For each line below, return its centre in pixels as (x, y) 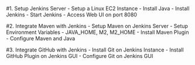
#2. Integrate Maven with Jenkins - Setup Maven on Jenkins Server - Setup (97, 26)
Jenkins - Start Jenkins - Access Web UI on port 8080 (72, 15)
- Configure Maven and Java (41, 38)
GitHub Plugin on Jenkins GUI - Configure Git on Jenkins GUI (80, 56)
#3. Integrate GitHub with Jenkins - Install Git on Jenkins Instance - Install (95, 50)
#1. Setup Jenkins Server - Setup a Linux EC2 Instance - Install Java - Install (98, 8)
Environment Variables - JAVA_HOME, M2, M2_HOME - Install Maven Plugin (97, 32)
